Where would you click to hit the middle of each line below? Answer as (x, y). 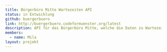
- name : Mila (23, 38)
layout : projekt (22, 42)
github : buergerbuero (28, 19)
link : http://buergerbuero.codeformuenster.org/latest (63, 24)
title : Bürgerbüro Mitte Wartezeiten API (49, 10)
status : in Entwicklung (30, 14)
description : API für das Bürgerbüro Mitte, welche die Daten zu (74, 28)
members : (14, 33)
